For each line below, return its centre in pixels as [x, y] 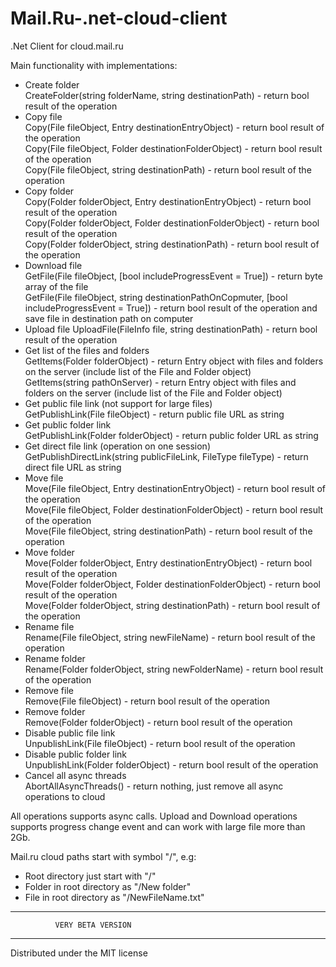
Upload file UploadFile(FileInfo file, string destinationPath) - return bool [171, 329]
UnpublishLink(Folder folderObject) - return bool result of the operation [171, 764]
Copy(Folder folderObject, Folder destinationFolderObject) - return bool [172, 223]
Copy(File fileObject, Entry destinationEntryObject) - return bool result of [174, 127]
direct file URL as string [73, 467]
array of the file [56, 286]
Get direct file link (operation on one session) [117, 446]
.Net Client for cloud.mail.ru [67, 46]
